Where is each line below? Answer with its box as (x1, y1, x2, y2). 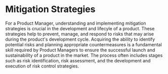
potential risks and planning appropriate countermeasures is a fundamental (5, 41, 162, 47)
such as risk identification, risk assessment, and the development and (5, 57, 151, 63)
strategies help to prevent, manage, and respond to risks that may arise (5, 31, 154, 37)
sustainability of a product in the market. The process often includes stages (5, 52, 163, 58)
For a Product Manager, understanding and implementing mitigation (5, 20, 146, 26)
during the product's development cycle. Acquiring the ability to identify (5, 36, 155, 42)
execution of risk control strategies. (5, 63, 79, 69)
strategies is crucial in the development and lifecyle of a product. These (5, 25, 155, 31)
